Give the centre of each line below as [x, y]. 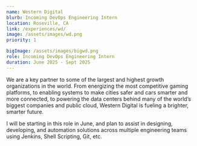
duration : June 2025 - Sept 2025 [48, 62]
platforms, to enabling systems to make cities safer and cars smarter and [97, 92]
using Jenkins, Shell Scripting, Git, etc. [54, 136]
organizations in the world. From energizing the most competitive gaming [97, 86]
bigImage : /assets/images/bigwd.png [52, 51]
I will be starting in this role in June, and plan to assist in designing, [90, 123]
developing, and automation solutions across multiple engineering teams [97, 130]
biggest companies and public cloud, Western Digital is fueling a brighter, [98, 105]
